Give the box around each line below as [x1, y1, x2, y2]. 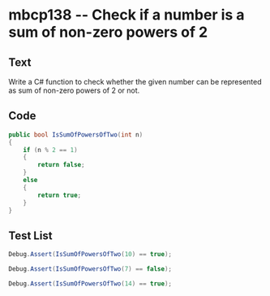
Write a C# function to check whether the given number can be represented [8, 77, 262, 86]
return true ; [37, 191, 82, 199]
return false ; [37, 161, 85, 169]
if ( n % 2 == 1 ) [23, 146, 79, 154]
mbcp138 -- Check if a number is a [8, 6, 245, 24]
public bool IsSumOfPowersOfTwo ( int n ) [8, 130, 144, 139]
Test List [8, 229, 53, 242]
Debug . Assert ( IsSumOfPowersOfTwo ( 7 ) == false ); [8, 265, 173, 273]
